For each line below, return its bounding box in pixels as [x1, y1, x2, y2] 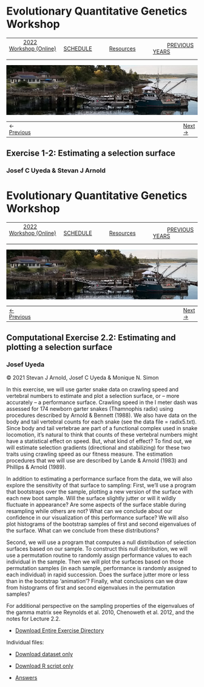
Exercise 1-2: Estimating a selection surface [6, 148, 176, 159]
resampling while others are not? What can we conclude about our [6, 507, 173, 515]
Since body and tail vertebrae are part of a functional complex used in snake [6, 425, 198, 432]
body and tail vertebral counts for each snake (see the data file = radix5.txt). [6, 418, 197, 425]
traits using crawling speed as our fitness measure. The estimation [6, 450, 173, 458]
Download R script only [15, 662, 74, 670]
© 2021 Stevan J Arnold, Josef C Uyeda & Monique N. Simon [6, 374, 159, 382]
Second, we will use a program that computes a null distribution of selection [6, 539, 196, 546]
